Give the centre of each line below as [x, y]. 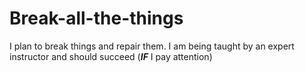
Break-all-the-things [96, 18]
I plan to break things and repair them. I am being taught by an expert [152, 46]
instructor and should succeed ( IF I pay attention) [111, 56]
